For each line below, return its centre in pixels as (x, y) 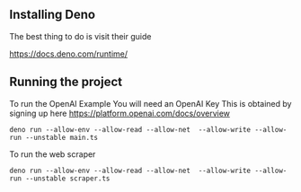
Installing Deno (53, 15)
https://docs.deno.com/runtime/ (69, 54)
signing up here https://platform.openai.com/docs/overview (120, 113)
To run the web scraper (53, 154)
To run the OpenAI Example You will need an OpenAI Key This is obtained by (150, 103)
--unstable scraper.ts (68, 179)
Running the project (66, 82)
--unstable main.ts (62, 137)
